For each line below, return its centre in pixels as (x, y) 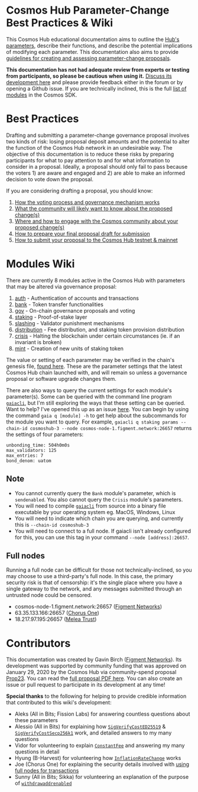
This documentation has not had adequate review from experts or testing (98, 69)
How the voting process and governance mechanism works (87, 202)
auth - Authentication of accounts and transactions (77, 298)
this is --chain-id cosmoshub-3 (52, 524)
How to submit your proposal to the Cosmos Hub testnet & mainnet (96, 240)
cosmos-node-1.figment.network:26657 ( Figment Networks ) (88, 607)
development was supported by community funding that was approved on (96, 666)
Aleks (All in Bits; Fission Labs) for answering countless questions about (102, 714)
